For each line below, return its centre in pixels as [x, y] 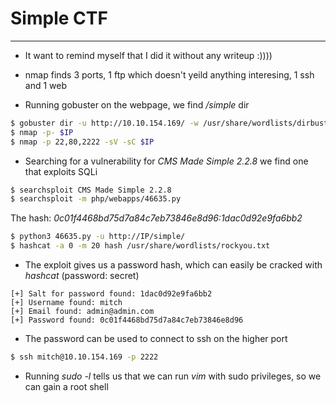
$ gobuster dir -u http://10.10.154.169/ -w [104, 123]
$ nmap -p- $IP [42, 132]
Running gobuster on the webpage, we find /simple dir [137, 104]
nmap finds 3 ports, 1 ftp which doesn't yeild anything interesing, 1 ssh [169, 74]
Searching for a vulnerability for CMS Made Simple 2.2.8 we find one [166, 161]
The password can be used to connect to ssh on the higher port [156, 339]
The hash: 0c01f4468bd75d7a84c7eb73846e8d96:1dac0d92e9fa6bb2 [156, 218]
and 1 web [46, 85]
